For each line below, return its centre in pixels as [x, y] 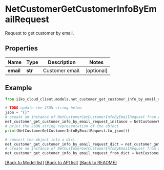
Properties [21, 48]
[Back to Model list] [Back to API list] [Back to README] [61, 163]
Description [62, 62]
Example [19, 88]
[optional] [96, 71]
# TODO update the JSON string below [43, 108]
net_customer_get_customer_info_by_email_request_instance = [69, 122]
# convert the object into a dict [40, 140]
